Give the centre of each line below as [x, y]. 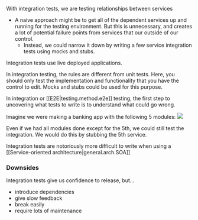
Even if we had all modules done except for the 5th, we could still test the [95, 128]
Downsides [23, 167]
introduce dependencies [45, 192]
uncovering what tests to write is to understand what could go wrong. [91, 105]
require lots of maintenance [48, 211]
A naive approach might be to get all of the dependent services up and [101, 20]
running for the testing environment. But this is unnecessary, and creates [103, 26]
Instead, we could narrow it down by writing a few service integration [108, 45]
